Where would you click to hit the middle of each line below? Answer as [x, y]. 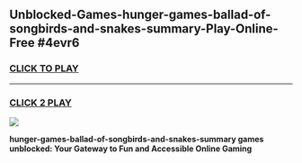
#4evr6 [58, 43]
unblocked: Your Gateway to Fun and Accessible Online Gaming [131, 149]
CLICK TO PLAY [44, 68]
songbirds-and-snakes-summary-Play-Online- [144, 29]
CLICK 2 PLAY [40, 103]
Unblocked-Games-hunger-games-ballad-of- [140, 15]
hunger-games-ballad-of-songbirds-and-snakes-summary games [137, 139]
